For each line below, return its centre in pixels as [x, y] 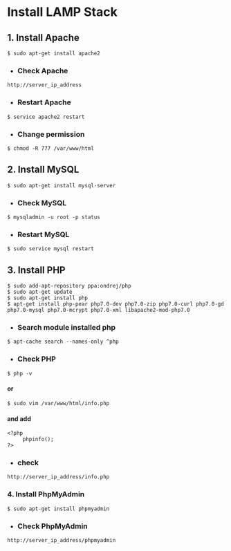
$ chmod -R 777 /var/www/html [51, 148]
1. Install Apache [43, 38]
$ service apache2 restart [46, 117]
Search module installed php [66, 328]
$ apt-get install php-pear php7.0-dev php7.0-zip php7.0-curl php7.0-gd [116, 304]
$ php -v [20, 373]
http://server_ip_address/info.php [58, 477]
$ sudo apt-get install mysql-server [62, 185]
